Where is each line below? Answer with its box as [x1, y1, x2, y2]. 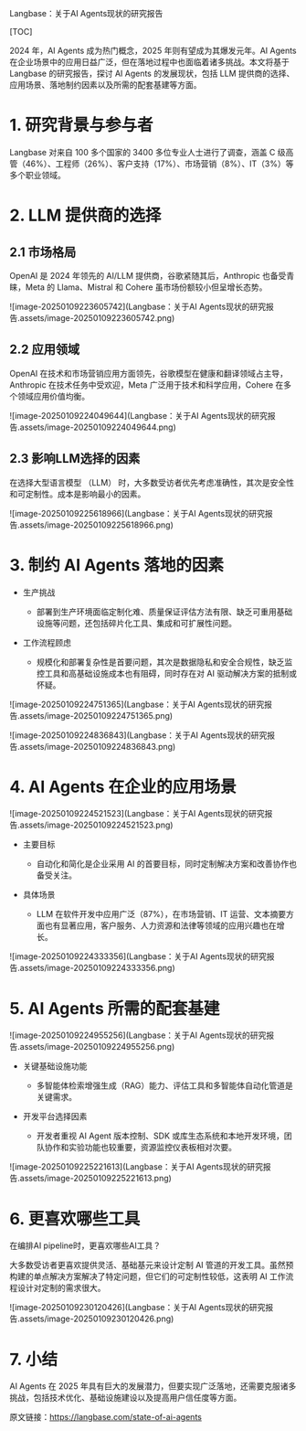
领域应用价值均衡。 [16, 390, 90, 401]
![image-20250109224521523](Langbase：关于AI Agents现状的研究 [9, 808, 265, 819]
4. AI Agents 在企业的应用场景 [9, 776, 237, 797]
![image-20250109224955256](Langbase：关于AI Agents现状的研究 [9, 1030, 267, 1041]
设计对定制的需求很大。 [16, 1283, 106, 1294]
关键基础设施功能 [22, 1061, 88, 1072]
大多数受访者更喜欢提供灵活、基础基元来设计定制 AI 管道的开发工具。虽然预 [9, 1260, 294, 1271]
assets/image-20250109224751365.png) [19, 710, 174, 721]
